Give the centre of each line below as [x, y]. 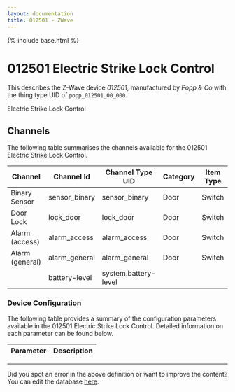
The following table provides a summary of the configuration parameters [112, 318]
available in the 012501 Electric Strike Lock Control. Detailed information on [115, 325]
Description [73, 351]
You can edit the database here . [53, 381]
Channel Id [72, 177]
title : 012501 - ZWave [40, 20]
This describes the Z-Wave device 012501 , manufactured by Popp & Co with [117, 87]
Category [179, 177]
